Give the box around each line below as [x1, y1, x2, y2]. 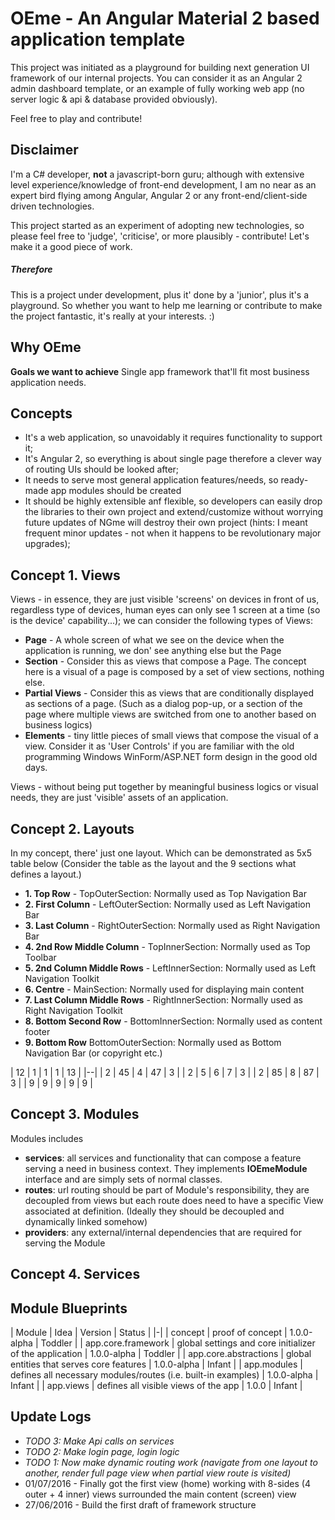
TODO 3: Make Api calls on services [24, 1435, 175, 1447]
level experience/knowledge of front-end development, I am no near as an [10, 178, 317, 191]
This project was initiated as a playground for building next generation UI [10, 61, 310, 73]
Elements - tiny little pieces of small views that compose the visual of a [24, 730, 319, 742]
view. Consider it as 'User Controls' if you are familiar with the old [24, 740, 295, 752]
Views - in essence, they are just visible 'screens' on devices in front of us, [10, 593, 320, 606]
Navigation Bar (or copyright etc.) [24, 1047, 163, 1059]
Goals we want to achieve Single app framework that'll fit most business [10, 365, 310, 377]
